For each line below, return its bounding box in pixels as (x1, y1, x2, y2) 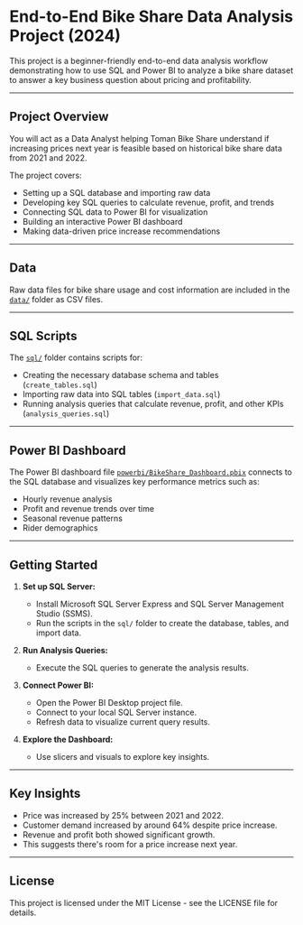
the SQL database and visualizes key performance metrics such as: (9, 476, 260, 487)
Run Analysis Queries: (22, 645, 108, 655)
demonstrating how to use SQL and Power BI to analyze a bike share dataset (9, 65, 294, 76)
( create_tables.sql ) (22, 379, 97, 390)
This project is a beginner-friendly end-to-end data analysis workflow (9, 55, 269, 66)
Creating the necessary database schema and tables (22, 370, 219, 381)
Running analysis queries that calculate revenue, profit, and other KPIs (22, 399, 284, 410)
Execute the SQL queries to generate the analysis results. (35, 662, 250, 673)
